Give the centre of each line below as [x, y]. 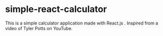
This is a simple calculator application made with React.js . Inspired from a [82, 23]
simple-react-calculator [56, 9]
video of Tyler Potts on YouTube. [39, 28]
